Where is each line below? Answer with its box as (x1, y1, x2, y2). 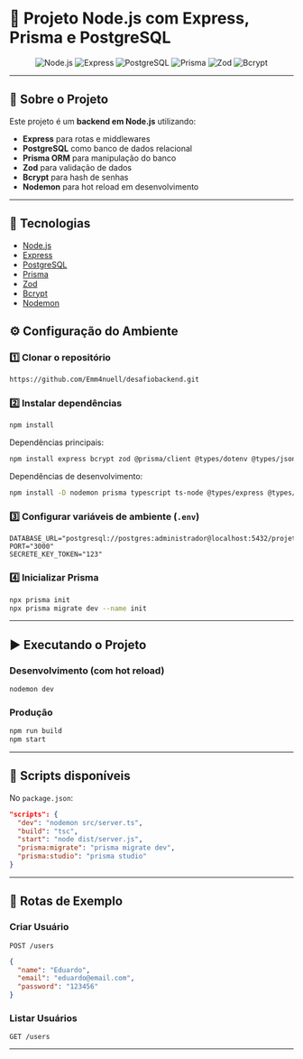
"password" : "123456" (17, 982, 99, 991)
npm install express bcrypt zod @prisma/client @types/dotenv (9, 455, 248, 464)
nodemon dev (9, 685, 54, 694)
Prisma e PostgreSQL (9, 27, 171, 48)
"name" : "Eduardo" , (17, 965, 91, 974)
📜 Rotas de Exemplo (9, 894, 124, 909)
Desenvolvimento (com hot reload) (9, 664, 165, 676)
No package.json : (9, 792, 74, 803)
